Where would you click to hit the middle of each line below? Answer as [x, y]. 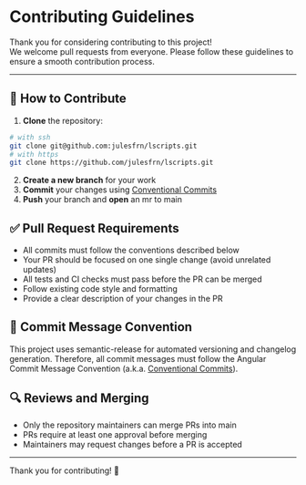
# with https [34, 154]
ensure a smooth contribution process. [82, 61]
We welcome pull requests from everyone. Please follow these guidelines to [152, 51]
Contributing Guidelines [102, 17]
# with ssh [30, 137]
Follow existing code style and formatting [100, 289]
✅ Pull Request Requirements [94, 228]
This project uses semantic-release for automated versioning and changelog [153, 349]
